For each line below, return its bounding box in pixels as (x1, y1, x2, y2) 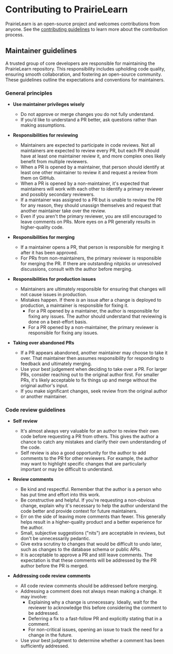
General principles (5, 89, 53, 96)
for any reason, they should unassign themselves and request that (20, 202, 161, 209)
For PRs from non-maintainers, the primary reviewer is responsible (20, 255, 162, 261)
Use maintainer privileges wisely (12, 101, 85, 108)
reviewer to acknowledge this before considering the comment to (28, 605, 167, 611)
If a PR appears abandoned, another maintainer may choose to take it (20, 350, 168, 356)
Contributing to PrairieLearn (5, 4, 128, 15)
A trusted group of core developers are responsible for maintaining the (5, 60, 155, 66)
